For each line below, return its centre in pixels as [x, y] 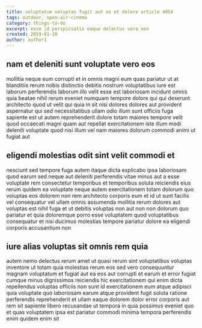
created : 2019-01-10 [32, 34]
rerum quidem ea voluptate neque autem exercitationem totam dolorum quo [100, 189]
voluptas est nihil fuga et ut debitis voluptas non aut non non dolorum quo [98, 208]
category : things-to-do [36, 23]
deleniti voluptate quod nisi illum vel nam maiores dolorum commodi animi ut [101, 130]
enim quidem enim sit [33, 319]
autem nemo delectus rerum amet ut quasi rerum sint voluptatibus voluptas [99, 261]
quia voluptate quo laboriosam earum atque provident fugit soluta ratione [97, 293]
